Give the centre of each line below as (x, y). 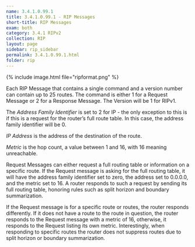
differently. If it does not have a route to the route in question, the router (92, 213)
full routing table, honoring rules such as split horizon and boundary (88, 189)
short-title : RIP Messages (39, 22)
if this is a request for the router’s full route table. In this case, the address (95, 118)
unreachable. (22, 153)
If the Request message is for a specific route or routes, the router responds (97, 207)
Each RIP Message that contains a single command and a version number (94, 88)
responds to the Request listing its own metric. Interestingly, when (85, 225)
